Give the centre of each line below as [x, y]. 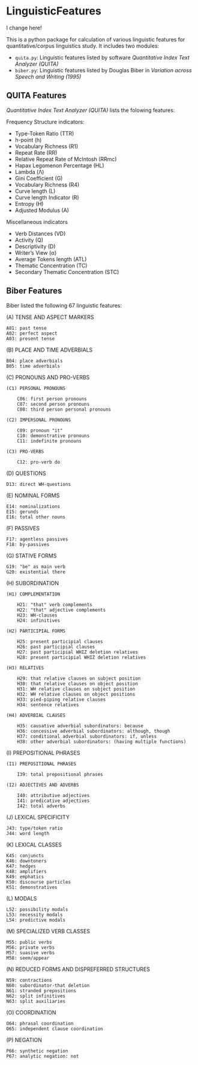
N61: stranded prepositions [41, 991]
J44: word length [28, 833]
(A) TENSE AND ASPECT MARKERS [50, 317]
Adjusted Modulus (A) [42, 210]
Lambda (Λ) [29, 172]
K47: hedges [21, 866]
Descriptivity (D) [35, 246]
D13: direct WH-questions [38, 484]
